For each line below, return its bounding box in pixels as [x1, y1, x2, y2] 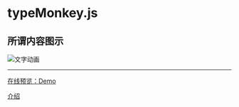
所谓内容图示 [7, 35, 64, 47]
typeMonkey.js [7, 5, 98, 21]
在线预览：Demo [7, 77, 56, 85]
